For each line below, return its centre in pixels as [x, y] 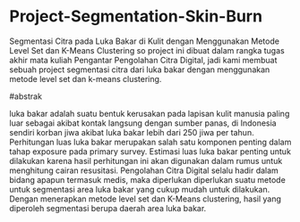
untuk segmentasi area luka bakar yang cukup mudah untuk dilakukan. [140, 189]
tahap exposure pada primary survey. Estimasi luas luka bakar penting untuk [150, 151]
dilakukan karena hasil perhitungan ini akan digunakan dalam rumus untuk [146, 160]
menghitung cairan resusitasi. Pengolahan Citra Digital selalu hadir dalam [144, 170]
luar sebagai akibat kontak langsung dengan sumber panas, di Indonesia [143, 123]
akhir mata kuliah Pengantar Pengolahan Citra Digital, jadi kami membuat [143, 60]
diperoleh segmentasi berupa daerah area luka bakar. [108, 208]
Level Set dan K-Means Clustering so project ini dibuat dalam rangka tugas [147, 50]
